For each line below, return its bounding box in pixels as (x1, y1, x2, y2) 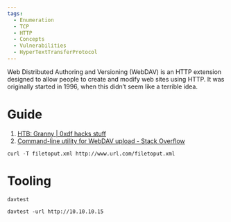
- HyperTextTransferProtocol (13, 49, 98, 56)
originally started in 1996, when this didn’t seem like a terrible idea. (7, 82, 198, 91)
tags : (7, 10, 23, 17)
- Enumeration (13, 17, 54, 24)
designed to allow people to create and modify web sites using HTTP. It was (7, 75, 225, 83)
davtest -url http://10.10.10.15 (7, 208, 104, 215)
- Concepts (13, 36, 45, 43)
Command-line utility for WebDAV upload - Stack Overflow (17, 136, 185, 145)
